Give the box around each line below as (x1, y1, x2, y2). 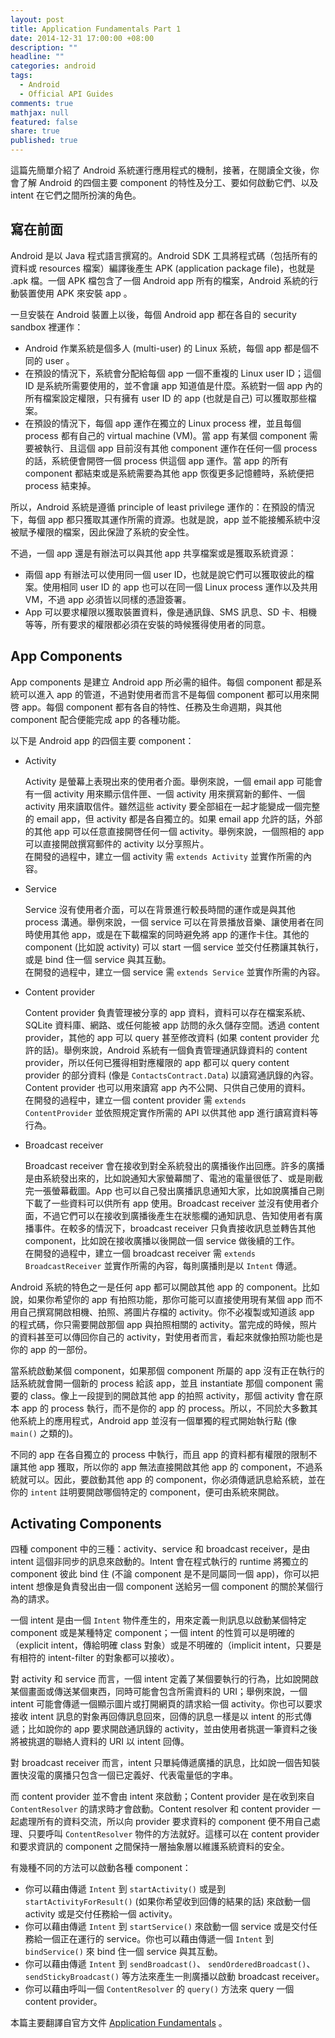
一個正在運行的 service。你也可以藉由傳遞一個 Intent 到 (42, 1933, 275, 1945)
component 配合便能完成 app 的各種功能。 (10, 713, 186, 725)
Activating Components (10, 1516, 162, 1533)
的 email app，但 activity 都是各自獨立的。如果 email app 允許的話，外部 (24, 812, 323, 825)
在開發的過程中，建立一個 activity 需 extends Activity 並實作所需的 (24, 850, 303, 862)
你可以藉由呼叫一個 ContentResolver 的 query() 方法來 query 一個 (24, 1983, 295, 1995)
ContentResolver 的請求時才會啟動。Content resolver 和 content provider (10, 1803, 310, 1815)
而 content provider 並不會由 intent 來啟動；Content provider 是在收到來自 (10, 1791, 316, 1803)
